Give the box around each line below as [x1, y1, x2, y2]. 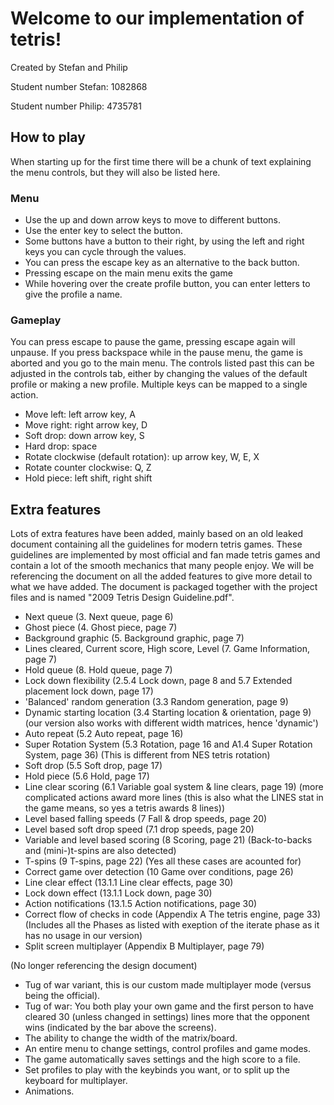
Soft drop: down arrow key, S [24, 430, 145, 442]
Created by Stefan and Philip [10, 61, 128, 73]
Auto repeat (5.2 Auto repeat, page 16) [24, 728, 184, 740]
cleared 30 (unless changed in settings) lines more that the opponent [24, 1011, 310, 1023]
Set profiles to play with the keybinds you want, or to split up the [24, 1064, 290, 1076]
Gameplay [10, 313, 62, 327]
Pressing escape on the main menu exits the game [24, 267, 233, 279]
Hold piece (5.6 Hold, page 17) [24, 770, 150, 782]
